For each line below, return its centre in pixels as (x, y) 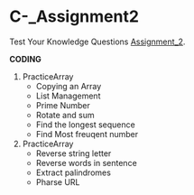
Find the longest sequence (85, 125)
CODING (26, 59)
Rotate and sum (65, 115)
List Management (68, 96)
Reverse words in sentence (86, 162)
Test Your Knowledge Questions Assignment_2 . (97, 42)
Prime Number (63, 105)
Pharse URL (58, 181)
